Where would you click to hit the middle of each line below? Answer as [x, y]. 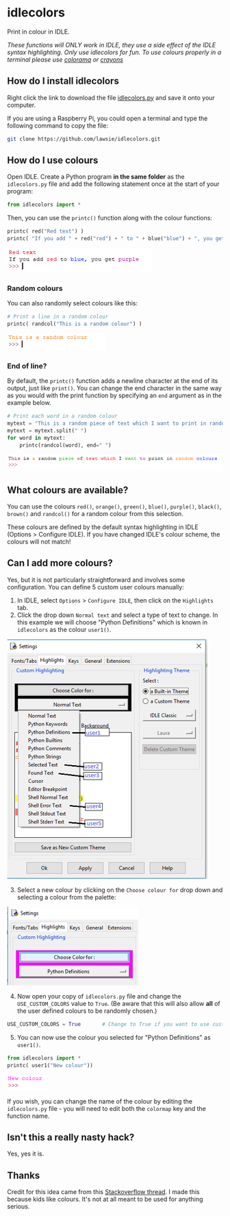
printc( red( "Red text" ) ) [46, 231]
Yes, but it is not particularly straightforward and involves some [96, 580]
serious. [18, 1206]
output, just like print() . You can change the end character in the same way [115, 388]
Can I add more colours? [60, 563]
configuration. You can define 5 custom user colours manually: [96, 587]
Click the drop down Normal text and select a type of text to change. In [117, 615]
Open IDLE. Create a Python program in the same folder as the [96, 177]
